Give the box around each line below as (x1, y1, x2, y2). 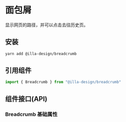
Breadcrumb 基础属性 (5, 111, 58, 118)
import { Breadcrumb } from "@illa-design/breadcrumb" (5, 80, 122, 85)
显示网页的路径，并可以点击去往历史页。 (5, 22, 88, 28)
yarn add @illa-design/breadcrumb (5, 51, 77, 56)
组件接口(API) (5, 95, 48, 103)
